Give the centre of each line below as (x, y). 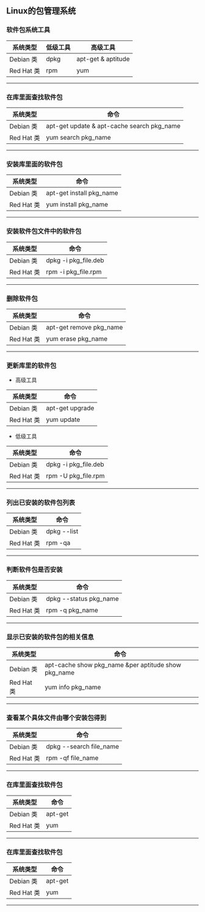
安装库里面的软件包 (34, 164)
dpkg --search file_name (82, 747)
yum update (63, 420)
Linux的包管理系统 (41, 11)
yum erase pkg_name (77, 339)
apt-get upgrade (70, 408)
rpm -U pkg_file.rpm (75, 476)
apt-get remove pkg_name (84, 327)
